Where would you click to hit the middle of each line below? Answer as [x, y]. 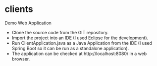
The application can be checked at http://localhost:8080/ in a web [79, 54]
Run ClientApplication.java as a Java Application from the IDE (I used [82, 43]
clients [19, 9]
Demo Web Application [28, 23]
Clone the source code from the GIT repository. [60, 32]
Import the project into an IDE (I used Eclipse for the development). [80, 38]
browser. [21, 59]
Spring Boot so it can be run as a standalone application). [70, 48]
